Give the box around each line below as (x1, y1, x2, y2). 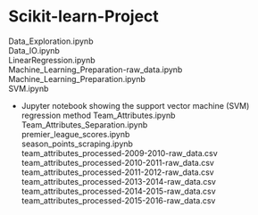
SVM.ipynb (8, 83, 49, 94)
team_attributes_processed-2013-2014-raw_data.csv (21, 176, 216, 186)
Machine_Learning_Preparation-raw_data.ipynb (8, 64, 183, 75)
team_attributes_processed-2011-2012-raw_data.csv (21, 167, 215, 178)
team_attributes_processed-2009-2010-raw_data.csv (21, 147, 218, 158)
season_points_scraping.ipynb (21, 138, 133, 149)
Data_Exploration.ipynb (8, 36, 94, 46)
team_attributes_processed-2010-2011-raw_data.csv (21, 157, 215, 168)
